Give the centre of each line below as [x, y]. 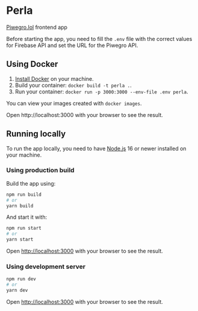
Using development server [46, 267]
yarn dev [17, 291]
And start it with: [26, 217]
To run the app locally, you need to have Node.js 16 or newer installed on [96, 148]
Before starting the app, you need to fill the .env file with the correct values [99, 39]
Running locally [36, 134]
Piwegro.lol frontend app [37, 27]
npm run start [24, 228]
